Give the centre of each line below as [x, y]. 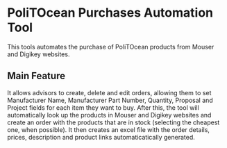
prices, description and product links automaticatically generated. [101, 137]
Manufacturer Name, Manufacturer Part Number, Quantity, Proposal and [110, 100]
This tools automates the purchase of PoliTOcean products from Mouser [111, 47]
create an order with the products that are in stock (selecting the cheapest [113, 122]
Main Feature [36, 76]
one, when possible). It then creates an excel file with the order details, [109, 129]
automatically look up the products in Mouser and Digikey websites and [109, 115]
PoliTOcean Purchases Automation [110, 13]
